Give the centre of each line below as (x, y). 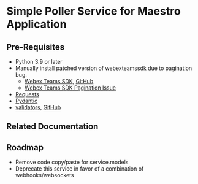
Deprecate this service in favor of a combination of (79, 169)
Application (36, 24)
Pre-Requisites (36, 47)
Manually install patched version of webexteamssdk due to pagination (104, 68)
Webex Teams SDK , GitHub (59, 81)
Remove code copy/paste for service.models (72, 162)
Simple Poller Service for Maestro (93, 11)
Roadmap (25, 148)
